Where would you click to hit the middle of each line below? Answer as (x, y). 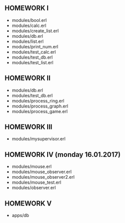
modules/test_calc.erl (34, 52)
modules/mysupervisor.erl (38, 139)
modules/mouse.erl (31, 167)
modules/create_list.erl (35, 31)
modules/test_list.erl (32, 62)
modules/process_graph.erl (40, 106)
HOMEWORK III (29, 127)
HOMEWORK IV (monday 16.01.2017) (63, 155)
